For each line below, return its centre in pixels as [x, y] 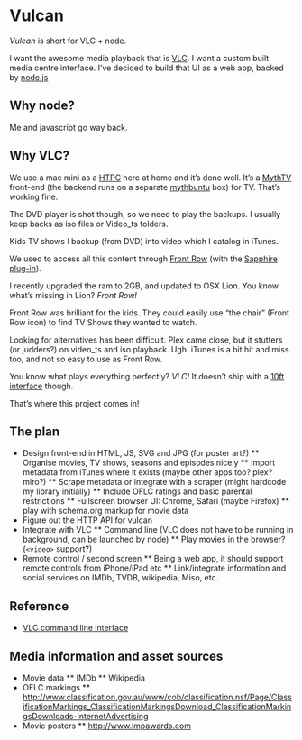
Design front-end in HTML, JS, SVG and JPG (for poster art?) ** [141, 453]
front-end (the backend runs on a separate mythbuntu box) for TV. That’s [145, 187]
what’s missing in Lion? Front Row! [73, 295]
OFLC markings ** [56, 687]
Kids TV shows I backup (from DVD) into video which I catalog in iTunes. [144, 241]
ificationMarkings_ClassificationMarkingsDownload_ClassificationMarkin [157, 707]
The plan [35, 431]
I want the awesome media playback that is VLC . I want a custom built [139, 58]
